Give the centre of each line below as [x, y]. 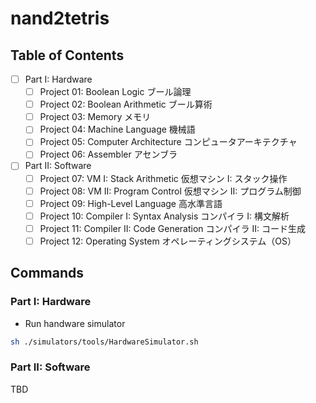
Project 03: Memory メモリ [95, 117]
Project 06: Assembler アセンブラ [108, 154]
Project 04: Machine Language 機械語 [117, 129]
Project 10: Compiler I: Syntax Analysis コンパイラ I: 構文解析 [164, 216]
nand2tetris [60, 18]
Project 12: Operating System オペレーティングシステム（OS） [168, 241]
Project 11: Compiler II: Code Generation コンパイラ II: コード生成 [172, 228]
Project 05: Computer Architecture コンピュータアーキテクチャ [168, 142]
